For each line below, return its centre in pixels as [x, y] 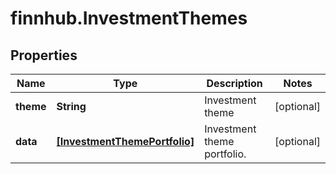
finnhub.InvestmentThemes [129, 18]
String [71, 106]
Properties [44, 55]
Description [234, 83]
